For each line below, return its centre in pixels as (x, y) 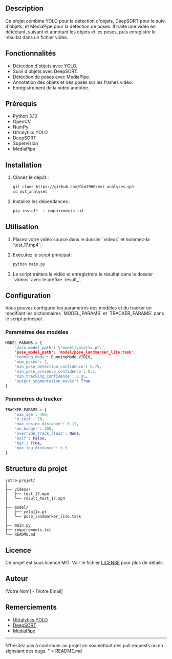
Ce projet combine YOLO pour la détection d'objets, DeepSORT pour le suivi (85, 21)
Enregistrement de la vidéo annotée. (51, 87)
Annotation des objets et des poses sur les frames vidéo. (73, 82)
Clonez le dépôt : (31, 177)
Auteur (17, 579)
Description (24, 8)
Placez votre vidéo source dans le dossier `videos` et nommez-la (81, 239)
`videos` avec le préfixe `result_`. (47, 279)
